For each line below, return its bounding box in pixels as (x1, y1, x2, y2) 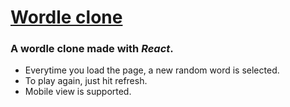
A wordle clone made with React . (10, 42, 174, 56)
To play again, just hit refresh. (24, 75, 148, 87)
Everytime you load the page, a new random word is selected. (24, 64, 280, 76)
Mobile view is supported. (24, 86, 132, 98)
